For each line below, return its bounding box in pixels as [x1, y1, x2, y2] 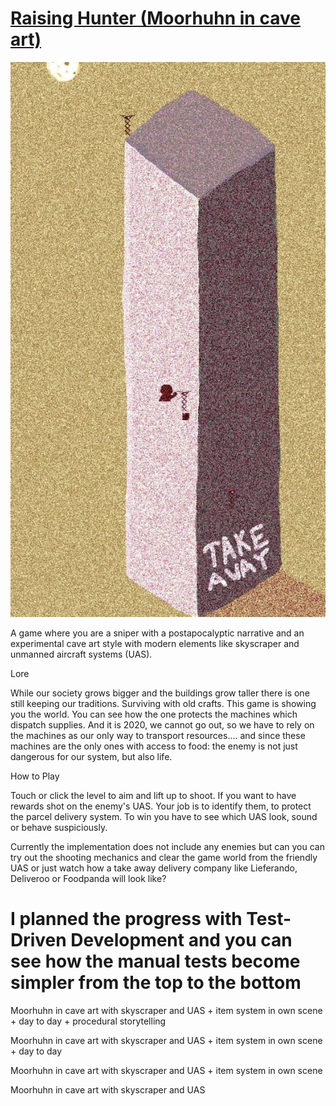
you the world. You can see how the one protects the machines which [10, 708, 298, 721]
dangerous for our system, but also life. [10, 751, 173, 763]
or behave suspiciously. [10, 822, 108, 834]
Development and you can [70, 929, 293, 952]
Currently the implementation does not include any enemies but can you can [10, 841, 325, 853]
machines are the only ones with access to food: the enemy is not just [10, 740, 298, 752]
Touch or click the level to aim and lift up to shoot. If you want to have [10, 790, 297, 802]
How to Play [10, 770, 60, 782]
